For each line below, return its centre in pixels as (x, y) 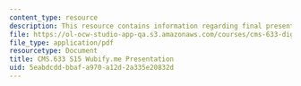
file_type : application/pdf (62, 43)
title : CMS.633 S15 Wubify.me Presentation (92, 59)
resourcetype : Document (54, 51)
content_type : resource (54, 17)
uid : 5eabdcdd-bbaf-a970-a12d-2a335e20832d (92, 68)
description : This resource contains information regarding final (136, 26)
